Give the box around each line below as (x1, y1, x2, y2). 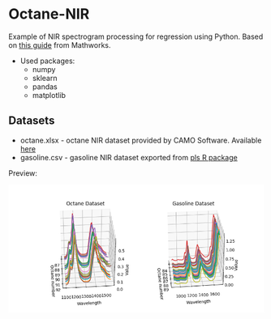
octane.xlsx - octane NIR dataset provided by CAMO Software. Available (19, 135, 262, 145)
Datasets (8, 114, 55, 128)
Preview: (8, 168, 38, 178)
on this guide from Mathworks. (8, 40, 111, 49)
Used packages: (19, 56, 75, 66)
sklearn (32, 73, 58, 83)
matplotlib (32, 90, 67, 100)
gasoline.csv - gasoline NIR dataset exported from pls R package (19, 152, 238, 162)
